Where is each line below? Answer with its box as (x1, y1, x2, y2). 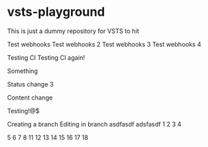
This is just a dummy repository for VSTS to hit (7, 27, 140, 35)
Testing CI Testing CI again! (7, 53, 85, 62)
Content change (7, 93, 53, 102)
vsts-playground (7, 4, 105, 20)
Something (7, 67, 38, 75)
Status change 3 (7, 80, 54, 88)
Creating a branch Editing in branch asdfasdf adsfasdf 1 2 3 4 (7, 120, 182, 128)
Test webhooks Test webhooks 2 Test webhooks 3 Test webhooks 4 (7, 40, 202, 48)
